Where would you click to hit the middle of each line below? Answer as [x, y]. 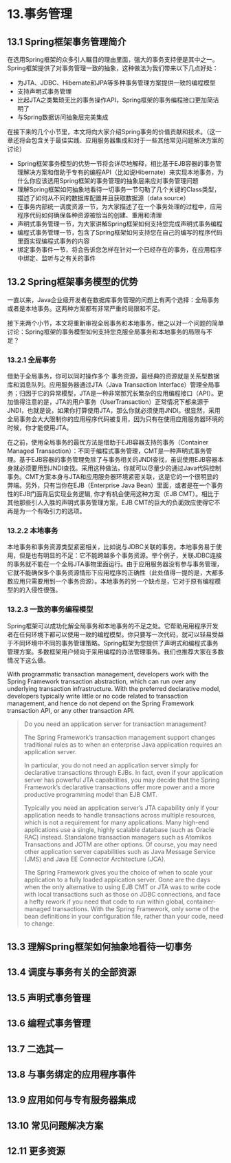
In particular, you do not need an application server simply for [111, 765]
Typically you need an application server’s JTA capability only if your [121, 808]
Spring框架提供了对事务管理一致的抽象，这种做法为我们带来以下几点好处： [113, 68]
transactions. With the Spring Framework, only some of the [136, 908]
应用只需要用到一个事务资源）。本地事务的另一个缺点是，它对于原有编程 [114, 581]
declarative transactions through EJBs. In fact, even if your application [123, 772]
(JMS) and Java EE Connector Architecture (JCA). [95, 859]
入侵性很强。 [43, 590]
